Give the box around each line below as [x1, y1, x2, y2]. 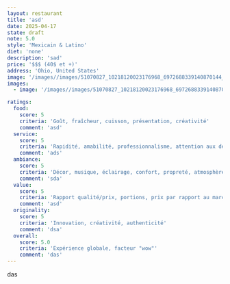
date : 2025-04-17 [7, 23, 57, 29]
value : [13, 181, 32, 188]
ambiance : [13, 156, 41, 163]
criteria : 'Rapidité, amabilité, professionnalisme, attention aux [19, 143, 216, 151]
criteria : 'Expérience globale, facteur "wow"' [19, 245, 157, 252]
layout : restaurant [7, 10, 63, 17]
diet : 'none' [7, 49, 44, 55]
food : [13, 105, 29, 112]
